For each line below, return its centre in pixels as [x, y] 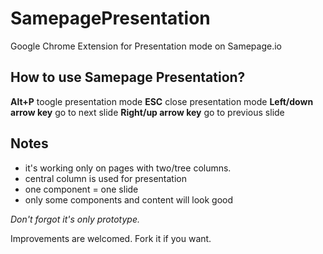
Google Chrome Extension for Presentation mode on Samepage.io [146, 46]
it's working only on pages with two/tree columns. [128, 168]
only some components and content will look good [128, 199]
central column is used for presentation [105, 178]
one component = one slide [81, 189]
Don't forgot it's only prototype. [75, 219]
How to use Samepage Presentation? [128, 77]
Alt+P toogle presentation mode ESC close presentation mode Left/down [162, 101]
